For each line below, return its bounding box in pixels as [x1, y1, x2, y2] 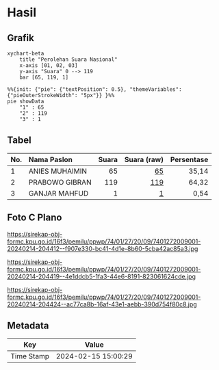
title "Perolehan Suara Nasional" [19, 56, 118, 63]
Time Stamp [10, 352, 50, 361]
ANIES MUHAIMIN [28, 166, 88, 176]
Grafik [7, 32, 34, 44]
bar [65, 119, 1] [19, 74, 69, 81]
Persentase [170, 155, 209, 164]
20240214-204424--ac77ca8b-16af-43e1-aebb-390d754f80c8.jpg [7, 300, 197, 308]
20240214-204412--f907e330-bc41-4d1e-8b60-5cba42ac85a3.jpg [7, 244, 198, 252]
